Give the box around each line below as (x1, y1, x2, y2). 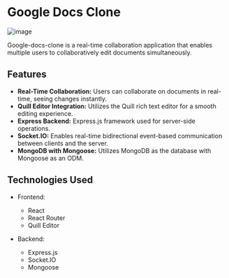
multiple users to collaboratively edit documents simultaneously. (7, 48, 192, 57)
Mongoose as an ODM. (17, 154, 84, 162)
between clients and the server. (17, 139, 108, 147)
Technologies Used (7, 174, 93, 186)
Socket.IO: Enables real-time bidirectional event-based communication (17, 131, 223, 140)
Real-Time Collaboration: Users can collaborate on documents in (17, 87, 207, 95)
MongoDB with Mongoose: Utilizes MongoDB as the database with (17, 146, 212, 154)
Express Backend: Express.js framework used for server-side (17, 117, 195, 125)
